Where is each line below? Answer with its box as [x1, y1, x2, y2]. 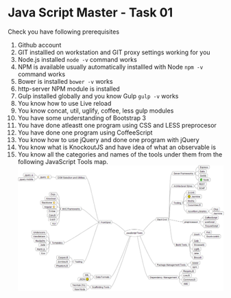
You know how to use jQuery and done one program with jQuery [17, 135, 199, 144]
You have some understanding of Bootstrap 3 [17, 113, 147, 122]
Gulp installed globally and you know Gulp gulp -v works [17, 91, 179, 100]
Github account [17, 41, 62, 49]
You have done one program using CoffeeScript [17, 128, 153, 137]
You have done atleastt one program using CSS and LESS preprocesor [17, 121, 217, 129]
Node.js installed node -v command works [17, 55, 138, 63]
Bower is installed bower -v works [17, 77, 113, 85]
